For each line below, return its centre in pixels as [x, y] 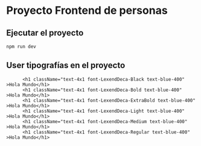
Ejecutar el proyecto [45, 33]
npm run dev [21, 46]
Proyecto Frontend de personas [87, 11]
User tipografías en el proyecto [66, 65]
